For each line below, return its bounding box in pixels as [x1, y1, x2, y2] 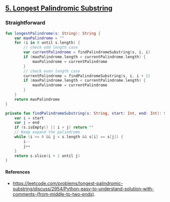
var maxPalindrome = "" [14, 36, 65, 41]
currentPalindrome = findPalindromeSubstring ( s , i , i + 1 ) [23, 73, 151, 78]
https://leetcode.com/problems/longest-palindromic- [12, 180, 123, 186]
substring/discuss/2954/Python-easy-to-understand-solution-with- [12, 185, 154, 192]
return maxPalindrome [14, 96, 60, 102]
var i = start [14, 115, 44, 121]
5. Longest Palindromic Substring [5, 4, 113, 13]
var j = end [14, 120, 39, 125]
